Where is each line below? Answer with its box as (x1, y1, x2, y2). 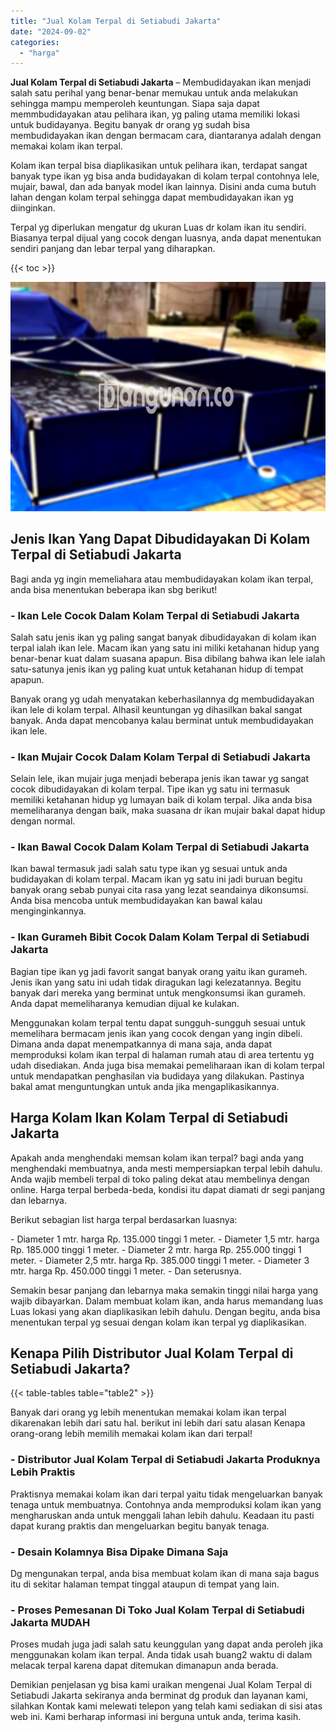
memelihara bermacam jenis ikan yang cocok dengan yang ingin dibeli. (10, 1027, 303, 1039)
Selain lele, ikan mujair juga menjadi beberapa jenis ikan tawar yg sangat (10, 773, 310, 785)
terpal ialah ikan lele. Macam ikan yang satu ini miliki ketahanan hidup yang (10, 641, 320, 654)
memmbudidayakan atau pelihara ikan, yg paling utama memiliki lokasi (10, 108, 300, 120)
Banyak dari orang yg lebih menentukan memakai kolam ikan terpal (10, 1406, 287, 1419)
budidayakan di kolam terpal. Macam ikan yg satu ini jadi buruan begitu (10, 873, 303, 885)
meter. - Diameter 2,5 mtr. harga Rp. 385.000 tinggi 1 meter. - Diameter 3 (10, 1254, 310, 1266)
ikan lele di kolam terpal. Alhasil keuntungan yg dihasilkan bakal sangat (10, 703, 303, 715)
